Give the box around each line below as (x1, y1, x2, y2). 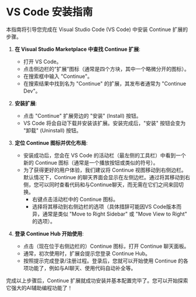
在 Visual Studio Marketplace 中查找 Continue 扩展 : (14, 45, 140, 53)
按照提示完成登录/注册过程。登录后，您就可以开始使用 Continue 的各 (23, 257, 189, 264)
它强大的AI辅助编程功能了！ (6, 284, 73, 291)
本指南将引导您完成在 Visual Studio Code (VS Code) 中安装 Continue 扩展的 (6, 26, 188, 33)
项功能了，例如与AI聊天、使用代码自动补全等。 (23, 264, 136, 271)
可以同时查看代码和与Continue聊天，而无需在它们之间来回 (39, 181, 179, 188)
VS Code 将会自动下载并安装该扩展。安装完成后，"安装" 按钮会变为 (23, 120, 186, 127)
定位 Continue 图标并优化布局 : (14, 139, 88, 146)
